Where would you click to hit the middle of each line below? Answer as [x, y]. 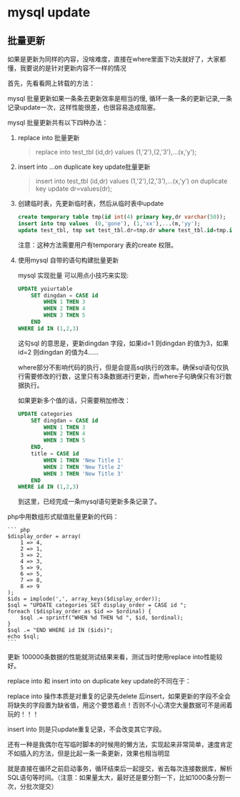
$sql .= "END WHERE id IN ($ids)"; [60, 630]
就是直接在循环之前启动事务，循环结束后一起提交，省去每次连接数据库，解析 [120, 768]
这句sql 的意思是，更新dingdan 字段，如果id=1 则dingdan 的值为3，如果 [123, 343]
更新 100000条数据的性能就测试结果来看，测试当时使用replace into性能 [112, 657]
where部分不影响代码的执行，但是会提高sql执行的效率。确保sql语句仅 [120, 367]
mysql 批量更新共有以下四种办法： [58, 123]
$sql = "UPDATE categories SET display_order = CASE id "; [97, 605]
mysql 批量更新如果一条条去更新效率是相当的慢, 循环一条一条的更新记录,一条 [120, 98]
